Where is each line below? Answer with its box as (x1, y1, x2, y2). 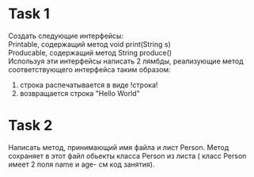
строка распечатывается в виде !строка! (19, 80, 158, 90)
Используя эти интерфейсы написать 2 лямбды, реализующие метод (8, 56, 244, 66)
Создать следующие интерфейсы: (8, 31, 124, 40)
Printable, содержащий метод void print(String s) (8, 39, 172, 48)
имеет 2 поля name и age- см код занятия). (8, 160, 155, 169)
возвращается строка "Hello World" (19, 88, 140, 98)
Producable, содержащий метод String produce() (8, 48, 172, 57)
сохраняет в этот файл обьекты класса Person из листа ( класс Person (8, 151, 247, 160)
